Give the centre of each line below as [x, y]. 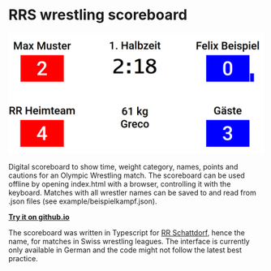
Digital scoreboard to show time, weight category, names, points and [123, 167]
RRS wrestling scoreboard [98, 15]
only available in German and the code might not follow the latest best [125, 250]
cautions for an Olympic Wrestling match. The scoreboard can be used [127, 175]
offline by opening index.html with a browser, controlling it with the [120, 184]
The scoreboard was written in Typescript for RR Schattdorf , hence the [127, 233]
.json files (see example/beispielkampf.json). [83, 201]
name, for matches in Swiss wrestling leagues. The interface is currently [129, 242]
